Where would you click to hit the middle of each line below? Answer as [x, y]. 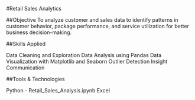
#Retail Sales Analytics [34, 9]
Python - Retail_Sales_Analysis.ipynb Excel [58, 90]
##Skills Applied [26, 44]
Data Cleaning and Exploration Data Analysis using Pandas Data [84, 55]
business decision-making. [39, 32]
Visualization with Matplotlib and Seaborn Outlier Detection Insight [87, 61]
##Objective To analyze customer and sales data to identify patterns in [92, 20]
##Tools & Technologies [35, 79]
